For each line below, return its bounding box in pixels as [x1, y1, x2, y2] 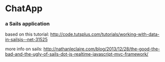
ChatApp [5, 3, 43, 14]
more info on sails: [5, 46, 43, 52]
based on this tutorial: [5, 31, 49, 37]
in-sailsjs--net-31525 [5, 37, 48, 42]
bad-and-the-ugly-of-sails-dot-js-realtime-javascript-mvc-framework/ [5, 51, 149, 57]
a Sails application [5, 21, 50, 27]
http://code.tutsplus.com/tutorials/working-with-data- [50, 31, 160, 37]
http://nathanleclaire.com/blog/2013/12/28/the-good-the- [43, 46, 160, 52]
